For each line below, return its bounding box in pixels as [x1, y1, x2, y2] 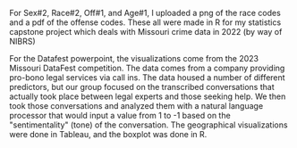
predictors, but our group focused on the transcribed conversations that [9, 82, 275, 92]
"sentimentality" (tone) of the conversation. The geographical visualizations [9, 119, 288, 130]
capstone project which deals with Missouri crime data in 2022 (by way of [9, 27, 283, 37]
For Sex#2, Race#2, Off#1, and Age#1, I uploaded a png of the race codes [9, 8, 282, 18]
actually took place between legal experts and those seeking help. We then [9, 91, 286, 102]
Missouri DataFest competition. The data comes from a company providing [9, 62, 285, 73]
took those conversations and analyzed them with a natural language [9, 101, 264, 111]
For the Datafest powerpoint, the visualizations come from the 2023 [9, 53, 259, 63]
